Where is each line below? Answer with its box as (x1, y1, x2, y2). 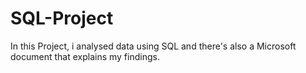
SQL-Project (10, 7, 114, 30)
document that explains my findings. (10, 50, 160, 62)
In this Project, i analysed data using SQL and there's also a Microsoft (10, 40, 297, 52)
